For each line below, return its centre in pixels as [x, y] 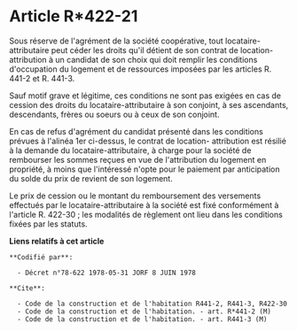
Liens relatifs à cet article [57, 241]
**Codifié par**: [41, 257]
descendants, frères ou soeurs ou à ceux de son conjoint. [114, 114]
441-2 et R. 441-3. [42, 78]
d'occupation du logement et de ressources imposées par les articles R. [141, 69]
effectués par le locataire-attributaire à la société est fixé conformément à [144, 204]
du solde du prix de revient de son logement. [91, 178]
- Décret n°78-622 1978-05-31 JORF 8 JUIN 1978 [107, 273]
